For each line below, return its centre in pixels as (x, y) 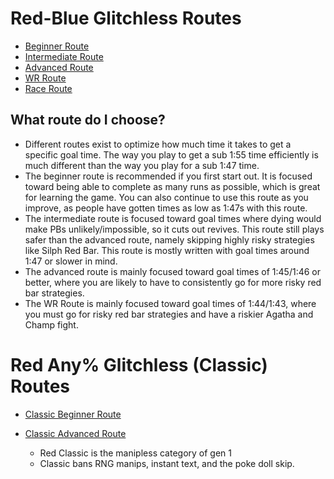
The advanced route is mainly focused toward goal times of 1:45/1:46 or (173, 271)
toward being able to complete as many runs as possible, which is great (172, 186)
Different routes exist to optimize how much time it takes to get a (158, 144)
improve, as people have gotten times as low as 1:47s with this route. (166, 208)
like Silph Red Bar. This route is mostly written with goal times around (167, 250)
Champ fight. (51, 324)
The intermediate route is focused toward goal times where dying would (173, 218)
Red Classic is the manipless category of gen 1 (136, 453)
